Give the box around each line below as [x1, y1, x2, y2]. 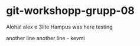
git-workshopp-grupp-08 [6, 4, 135, 17]
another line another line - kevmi [6, 34, 85, 41]
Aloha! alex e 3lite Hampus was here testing [6, 23, 113, 30]
